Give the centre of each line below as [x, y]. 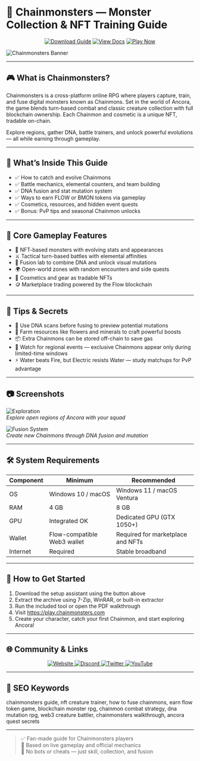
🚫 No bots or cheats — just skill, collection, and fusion [87, 751]
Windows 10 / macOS [80, 494]
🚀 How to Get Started [46, 579]
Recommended [153, 480]
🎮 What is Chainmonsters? [58, 78]
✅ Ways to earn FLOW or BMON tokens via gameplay [80, 197]
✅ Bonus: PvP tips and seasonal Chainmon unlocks [78, 211]
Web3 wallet [67, 542]
